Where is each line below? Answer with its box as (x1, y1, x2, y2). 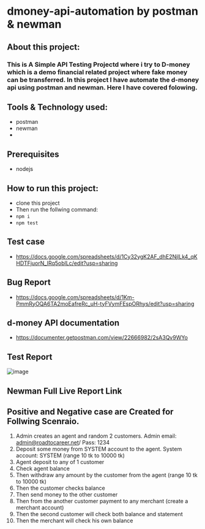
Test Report (7, 351, 53, 362)
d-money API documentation (7, 318, 120, 328)
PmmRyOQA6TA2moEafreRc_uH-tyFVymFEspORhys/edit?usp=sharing (15, 300, 195, 307)
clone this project (15, 199, 60, 207)
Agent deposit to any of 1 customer (15, 459, 105, 466)
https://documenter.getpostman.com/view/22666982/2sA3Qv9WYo (15, 334, 188, 341)
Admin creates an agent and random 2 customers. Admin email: (15, 432, 177, 440)
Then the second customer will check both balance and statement (15, 511, 183, 518)
